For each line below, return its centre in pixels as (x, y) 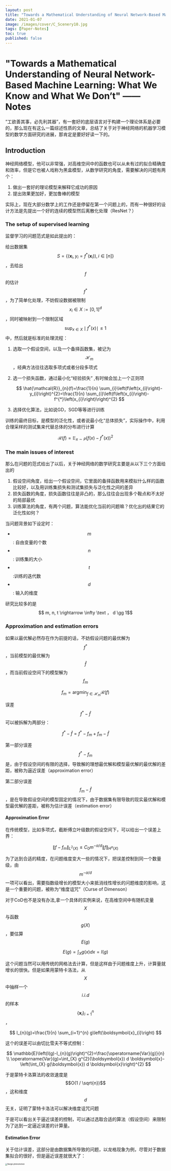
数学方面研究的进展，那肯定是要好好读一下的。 (63, 134)
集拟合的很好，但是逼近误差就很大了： (45, 1156)
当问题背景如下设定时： (30, 524)
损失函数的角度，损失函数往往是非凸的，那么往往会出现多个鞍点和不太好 (88, 494)
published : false (24, 39)
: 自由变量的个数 (30, 542)
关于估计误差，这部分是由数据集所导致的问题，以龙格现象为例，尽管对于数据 (85, 1150)
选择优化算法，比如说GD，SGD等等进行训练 (59, 409)
